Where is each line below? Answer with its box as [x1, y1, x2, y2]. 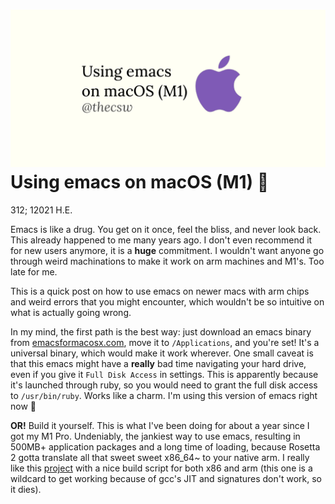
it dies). [10, 483, 42, 495]
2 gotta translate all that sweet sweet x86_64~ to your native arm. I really [10, 451, 310, 463]
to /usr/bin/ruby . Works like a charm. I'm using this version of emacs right [10, 389, 318, 401]
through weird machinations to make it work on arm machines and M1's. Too [10, 255, 325, 267]
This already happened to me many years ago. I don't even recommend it [10, 234, 313, 246]
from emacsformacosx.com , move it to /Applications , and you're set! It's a [10, 336, 320, 348]
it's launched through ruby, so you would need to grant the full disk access [10, 379, 318, 391]
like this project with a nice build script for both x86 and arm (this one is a [10, 462, 313, 474]
